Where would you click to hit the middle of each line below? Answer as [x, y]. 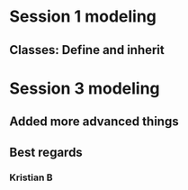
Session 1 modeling [83, 17]
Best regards [46, 152]
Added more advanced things [94, 122]
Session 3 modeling [85, 88]
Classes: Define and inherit [87, 50]
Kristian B [31, 177]
